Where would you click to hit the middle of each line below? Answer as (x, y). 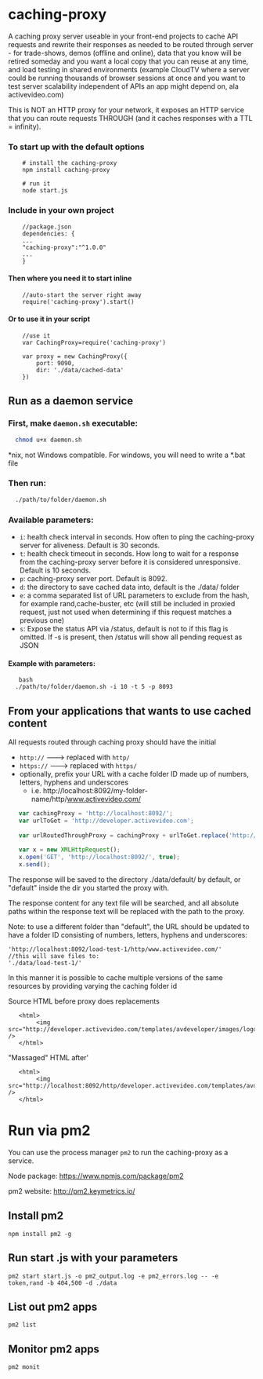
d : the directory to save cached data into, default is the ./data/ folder (130, 587)
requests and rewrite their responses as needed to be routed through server (131, 44)
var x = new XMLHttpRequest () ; (70, 850)
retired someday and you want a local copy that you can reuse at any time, (128, 61)
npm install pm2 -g (40, 1234)
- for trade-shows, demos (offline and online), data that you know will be (125, 53)
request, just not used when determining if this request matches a (126, 612)
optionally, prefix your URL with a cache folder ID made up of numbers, (134, 774)
